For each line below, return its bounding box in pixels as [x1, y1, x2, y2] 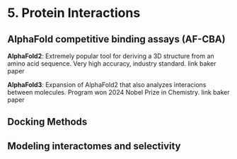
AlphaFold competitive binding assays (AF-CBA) [7, 33, 226, 45]
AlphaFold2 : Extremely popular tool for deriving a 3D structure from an [7, 52, 214, 60]
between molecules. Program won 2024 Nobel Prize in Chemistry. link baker [7, 88, 230, 96]
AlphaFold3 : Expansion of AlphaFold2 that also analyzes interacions [7, 81, 207, 89]
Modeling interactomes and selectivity [7, 140, 181, 152]
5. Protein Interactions [7, 5, 141, 21]
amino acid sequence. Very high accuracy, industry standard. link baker [7, 59, 216, 68]
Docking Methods [7, 116, 88, 128]
